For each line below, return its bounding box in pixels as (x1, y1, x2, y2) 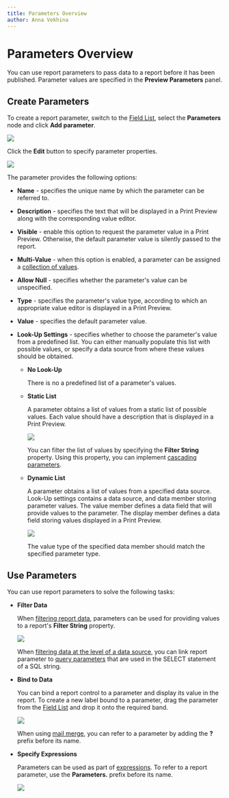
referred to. (16, 194, 50, 202)
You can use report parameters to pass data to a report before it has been (7, 68, 215, 77)
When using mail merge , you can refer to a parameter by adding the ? (16, 730, 213, 738)
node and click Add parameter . (7, 121, 96, 129)
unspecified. (16, 284, 53, 292)
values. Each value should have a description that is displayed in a (27, 412, 214, 421)
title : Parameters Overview (7, 10, 87, 17)
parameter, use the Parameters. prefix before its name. (16, 771, 173, 779)
